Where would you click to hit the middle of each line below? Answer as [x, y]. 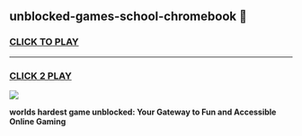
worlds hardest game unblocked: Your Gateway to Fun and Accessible [143, 112]
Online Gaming [38, 121]
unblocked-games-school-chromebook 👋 [128, 17]
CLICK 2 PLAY [40, 75]
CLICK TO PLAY [44, 42]
